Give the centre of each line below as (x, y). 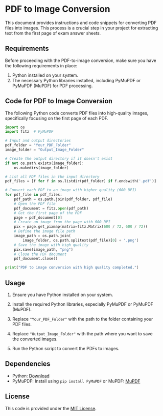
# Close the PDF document (40, 254)
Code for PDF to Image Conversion (59, 101)
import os (15, 127)
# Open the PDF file (35, 204)
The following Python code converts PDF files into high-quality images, (77, 113)
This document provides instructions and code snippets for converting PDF (81, 23)
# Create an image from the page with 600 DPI (62, 222)
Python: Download (31, 376)
